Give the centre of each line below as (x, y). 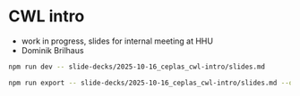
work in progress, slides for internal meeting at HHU (117, 41)
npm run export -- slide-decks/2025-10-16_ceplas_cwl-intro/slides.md (143, 83)
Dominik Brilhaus (52, 50)
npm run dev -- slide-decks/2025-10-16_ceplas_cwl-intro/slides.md (137, 67)
